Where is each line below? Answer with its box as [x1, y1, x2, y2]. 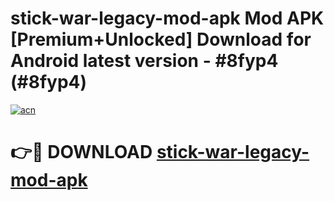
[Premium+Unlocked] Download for [10, 28, 312, 51]
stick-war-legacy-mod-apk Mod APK [10, 7, 325, 30]
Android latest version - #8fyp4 [10, 50, 279, 72]
